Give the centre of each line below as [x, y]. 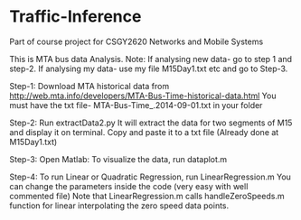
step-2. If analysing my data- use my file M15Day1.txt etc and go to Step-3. [149, 69]
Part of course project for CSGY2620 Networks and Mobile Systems [136, 41]
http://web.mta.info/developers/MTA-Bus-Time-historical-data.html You [143, 96]
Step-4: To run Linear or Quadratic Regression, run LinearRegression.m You [150, 177]
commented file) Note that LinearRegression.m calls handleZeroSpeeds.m [147, 196]
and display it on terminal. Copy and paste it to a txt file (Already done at [144, 132]
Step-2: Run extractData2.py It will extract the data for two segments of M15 [151, 123]
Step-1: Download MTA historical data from [89, 86]
